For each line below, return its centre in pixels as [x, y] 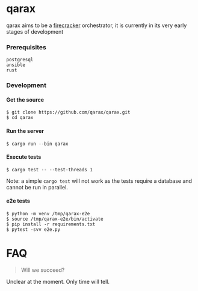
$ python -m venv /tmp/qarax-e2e [48, 213]
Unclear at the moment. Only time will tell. [58, 281]
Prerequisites [26, 47]
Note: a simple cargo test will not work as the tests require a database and [99, 181]
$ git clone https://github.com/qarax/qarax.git [68, 112]
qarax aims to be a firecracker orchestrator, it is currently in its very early [97, 25]
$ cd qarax [20, 118]
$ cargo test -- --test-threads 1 [50, 170]
